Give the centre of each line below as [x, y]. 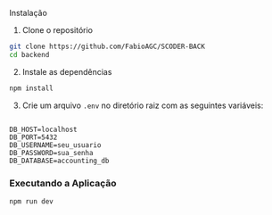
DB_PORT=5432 [33, 137]
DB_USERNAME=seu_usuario [55, 145]
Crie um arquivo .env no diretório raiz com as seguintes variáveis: [143, 105]
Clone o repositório [58, 30]
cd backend [29, 54]
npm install [31, 88]
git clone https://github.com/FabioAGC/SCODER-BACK [107, 46]
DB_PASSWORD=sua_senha [51, 153]
